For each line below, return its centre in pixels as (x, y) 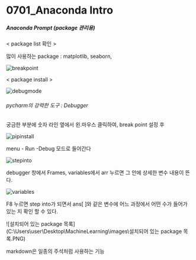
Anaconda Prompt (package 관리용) (51, 28)
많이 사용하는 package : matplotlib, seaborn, (59, 56)
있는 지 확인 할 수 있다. (32, 212)
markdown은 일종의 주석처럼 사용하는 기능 (55, 251)
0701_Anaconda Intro (60, 10)
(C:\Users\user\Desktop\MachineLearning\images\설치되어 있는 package (94, 232)
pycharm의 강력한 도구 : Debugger (47, 105)
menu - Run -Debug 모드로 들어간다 (49, 149)
